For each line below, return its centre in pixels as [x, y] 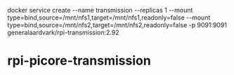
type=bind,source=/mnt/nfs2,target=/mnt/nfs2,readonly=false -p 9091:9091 [117, 25]
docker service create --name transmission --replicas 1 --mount [100, 10]
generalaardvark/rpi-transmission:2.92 [63, 32]
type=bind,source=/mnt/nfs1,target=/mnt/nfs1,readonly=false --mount [109, 18]
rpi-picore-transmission [79, 61]
